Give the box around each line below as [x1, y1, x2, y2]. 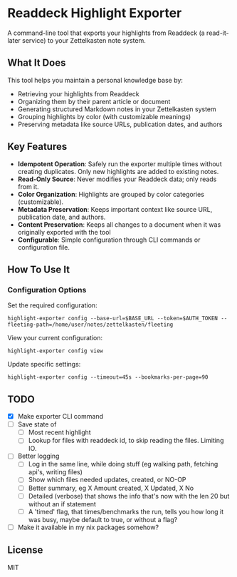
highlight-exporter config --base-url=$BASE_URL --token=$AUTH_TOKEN [7, 315, 218, 322]
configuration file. [17, 242, 70, 251]
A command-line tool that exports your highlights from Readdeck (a [7, 29, 205, 37]
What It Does [7, 57, 66, 69]
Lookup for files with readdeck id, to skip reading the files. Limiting [28, 436, 224, 445]
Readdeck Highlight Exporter [7, 5, 182, 21]
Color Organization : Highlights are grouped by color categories [17, 190, 205, 198]
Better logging [17, 451, 60, 461]
